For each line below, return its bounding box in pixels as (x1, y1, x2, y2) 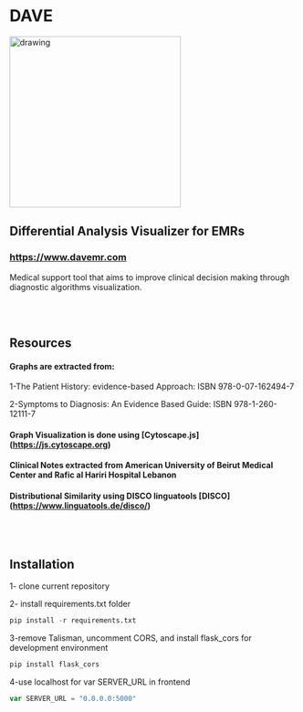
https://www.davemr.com (9, 251, 128, 264)
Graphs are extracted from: (9, 361, 115, 372)
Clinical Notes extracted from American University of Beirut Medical (9, 460, 274, 471)
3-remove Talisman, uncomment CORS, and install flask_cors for (9, 633, 253, 644)
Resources (9, 335, 72, 351)
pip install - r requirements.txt (9, 616, 137, 625)
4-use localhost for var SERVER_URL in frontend (9, 676, 191, 687)
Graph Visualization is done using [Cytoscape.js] (9, 429, 200, 440)
